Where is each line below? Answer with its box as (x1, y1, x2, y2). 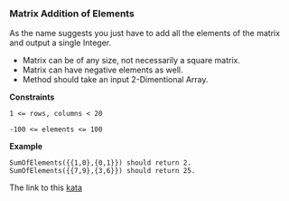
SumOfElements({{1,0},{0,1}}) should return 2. (9, 158, 192, 167)
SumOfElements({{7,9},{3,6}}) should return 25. (9, 167, 196, 176)
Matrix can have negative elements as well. (22, 64, 183, 75)
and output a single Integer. (9, 37, 112, 48)
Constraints (9, 91, 55, 102)
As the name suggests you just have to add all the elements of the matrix (9, 28, 281, 39)
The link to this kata (9, 182, 83, 193)
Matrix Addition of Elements (9, 7, 135, 20)
